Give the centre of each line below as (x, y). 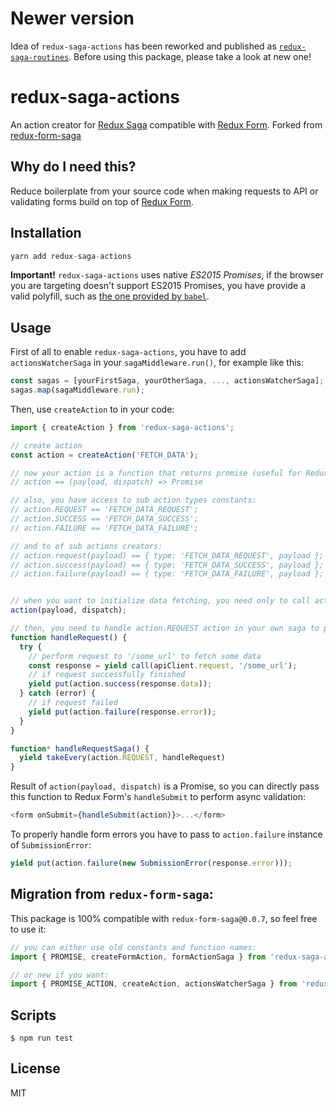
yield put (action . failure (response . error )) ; (122, 712)
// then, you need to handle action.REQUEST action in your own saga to (165, 628)
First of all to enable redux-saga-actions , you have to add (128, 352)
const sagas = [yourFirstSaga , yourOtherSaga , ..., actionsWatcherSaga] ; (167, 381)
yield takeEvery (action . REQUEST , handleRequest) (122, 758)
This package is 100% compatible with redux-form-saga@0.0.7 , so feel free (164, 918)
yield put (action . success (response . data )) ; (120, 684)
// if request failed (73, 703)
